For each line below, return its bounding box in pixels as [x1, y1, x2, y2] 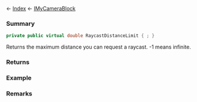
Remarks [6, 89, 33, 97]
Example [6, 74, 32, 82]
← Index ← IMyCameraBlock [6, 5, 76, 12]
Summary [6, 19, 35, 28]
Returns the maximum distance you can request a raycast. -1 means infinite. [6, 43, 191, 50]
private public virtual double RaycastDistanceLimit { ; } [6, 33, 155, 39]
